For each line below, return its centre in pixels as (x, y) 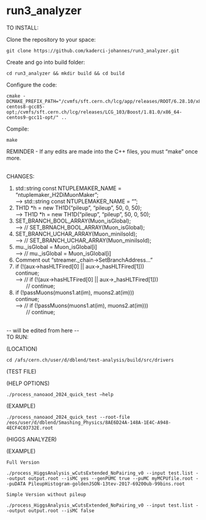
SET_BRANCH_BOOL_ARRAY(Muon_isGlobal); (73, 221)
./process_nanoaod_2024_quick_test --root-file (68, 417)
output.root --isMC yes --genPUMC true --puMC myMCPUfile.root (111, 478)
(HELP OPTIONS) (28, 383)
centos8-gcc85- (26, 107)
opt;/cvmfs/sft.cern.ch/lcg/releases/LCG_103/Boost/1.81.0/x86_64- (94, 112)
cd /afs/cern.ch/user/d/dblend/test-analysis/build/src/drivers (90, 360)
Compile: (18, 129)
